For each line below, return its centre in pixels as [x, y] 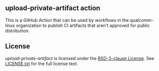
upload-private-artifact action [53, 8]
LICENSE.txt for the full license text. [42, 64]
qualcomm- [142, 20]
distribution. [17, 31]
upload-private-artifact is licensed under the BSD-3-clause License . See [80, 58]
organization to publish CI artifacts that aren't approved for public [83, 25]
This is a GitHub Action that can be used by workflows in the [67, 20]
